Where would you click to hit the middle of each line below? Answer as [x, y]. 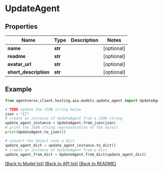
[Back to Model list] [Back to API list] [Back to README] [61, 164]
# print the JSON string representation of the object [62, 128]
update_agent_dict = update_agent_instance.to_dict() [61, 145]
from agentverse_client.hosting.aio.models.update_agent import [71, 100]
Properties [21, 27]
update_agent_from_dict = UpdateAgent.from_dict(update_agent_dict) [76, 154]
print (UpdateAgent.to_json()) [36, 132]
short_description [29, 72]
